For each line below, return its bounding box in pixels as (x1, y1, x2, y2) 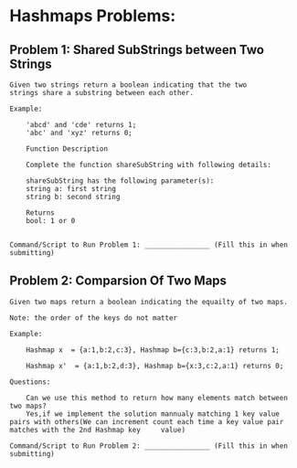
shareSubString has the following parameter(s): (26, 176, 215, 186)
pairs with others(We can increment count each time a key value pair (9, 417, 284, 426)
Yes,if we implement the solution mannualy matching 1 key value (26, 409, 281, 419)
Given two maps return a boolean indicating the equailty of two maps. (9, 297, 288, 306)
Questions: (9, 377, 51, 387)
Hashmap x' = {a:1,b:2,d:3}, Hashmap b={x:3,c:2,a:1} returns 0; (26, 361, 284, 370)
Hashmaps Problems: (9, 5, 176, 27)
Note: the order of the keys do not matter (9, 313, 178, 323)
